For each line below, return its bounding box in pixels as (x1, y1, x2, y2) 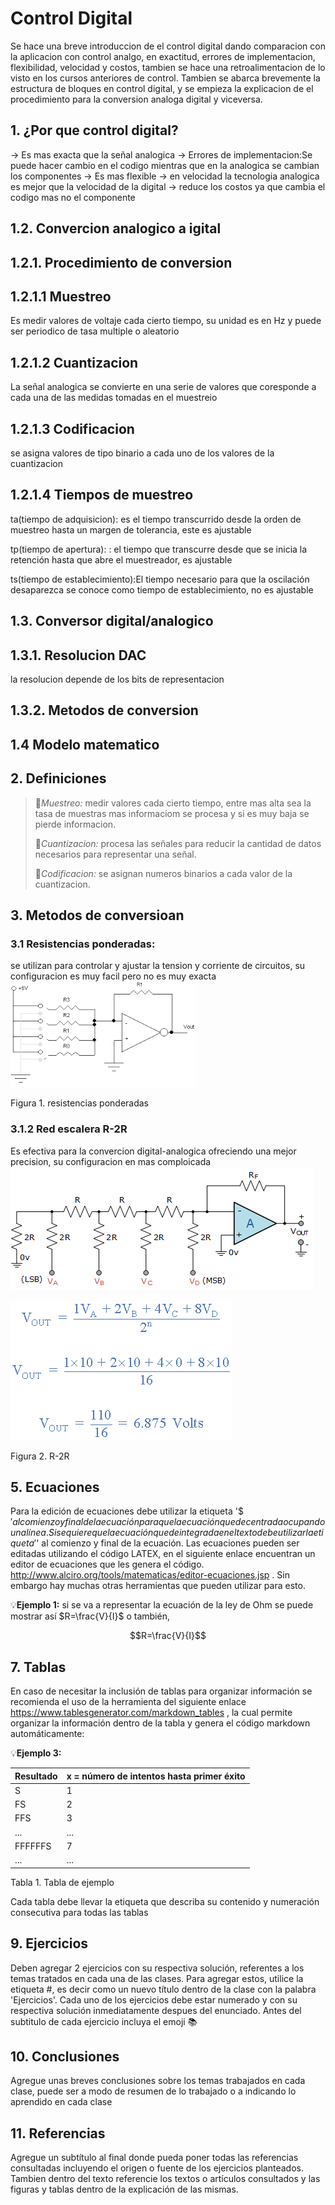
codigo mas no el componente (10, 191, 136, 203)
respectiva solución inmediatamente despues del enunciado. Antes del (10, 2004, 302, 2016)
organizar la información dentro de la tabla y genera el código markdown (10, 1717, 311, 1729)
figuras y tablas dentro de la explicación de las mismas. (10, 2183, 239, 2196)
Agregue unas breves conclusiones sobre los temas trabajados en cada (10, 2075, 306, 2087)
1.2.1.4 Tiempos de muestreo (10, 487, 194, 504)
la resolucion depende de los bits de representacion (10, 673, 225, 685)
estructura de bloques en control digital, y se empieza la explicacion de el (10, 82, 314, 94)
